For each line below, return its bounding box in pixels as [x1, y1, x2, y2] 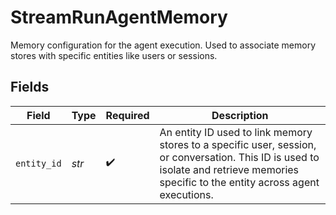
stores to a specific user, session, [159, 137, 317, 151]
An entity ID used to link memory [159, 125, 313, 139]
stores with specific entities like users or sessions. [10, 49, 218, 61]
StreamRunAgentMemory [10, 6, 228, 29]
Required [105, 108, 150, 122]
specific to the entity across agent [159, 175, 320, 189]
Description [211, 108, 269, 122]
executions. [159, 187, 214, 201]
